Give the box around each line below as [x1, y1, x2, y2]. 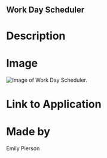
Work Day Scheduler [6, 5, 85, 15]
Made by [6, 124, 51, 138]
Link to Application [6, 97, 102, 111]
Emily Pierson [6, 144, 40, 152]
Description [6, 29, 66, 43]
